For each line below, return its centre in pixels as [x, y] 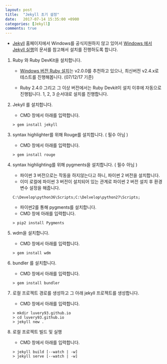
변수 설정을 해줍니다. [40, 188]
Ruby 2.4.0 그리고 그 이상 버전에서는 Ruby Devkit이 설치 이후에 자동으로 [90, 88]
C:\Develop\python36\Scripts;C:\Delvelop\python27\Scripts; [76, 198]
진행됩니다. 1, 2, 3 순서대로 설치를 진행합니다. [64, 94]
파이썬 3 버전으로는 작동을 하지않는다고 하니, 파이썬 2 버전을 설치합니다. [90, 175]
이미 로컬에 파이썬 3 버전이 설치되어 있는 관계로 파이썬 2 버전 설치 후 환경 [91, 182]
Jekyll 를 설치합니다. [32, 105]
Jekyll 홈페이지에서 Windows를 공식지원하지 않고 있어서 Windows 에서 [82, 44]
